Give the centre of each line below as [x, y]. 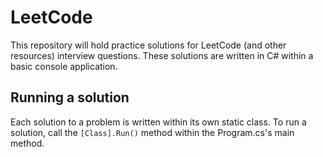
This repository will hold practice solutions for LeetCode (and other [148, 45]
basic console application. [64, 66]
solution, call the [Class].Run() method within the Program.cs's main [152, 132]
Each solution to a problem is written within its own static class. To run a [158, 122]
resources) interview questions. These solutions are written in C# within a [162, 55]
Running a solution [70, 97]
